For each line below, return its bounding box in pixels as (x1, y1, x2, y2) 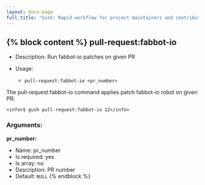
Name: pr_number (15, 147, 61, 154)
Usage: (15, 65, 34, 72)
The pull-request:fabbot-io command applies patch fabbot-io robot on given (6, 89, 198, 96)
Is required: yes (15, 153, 55, 160)
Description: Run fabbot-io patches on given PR (15, 53, 135, 61)
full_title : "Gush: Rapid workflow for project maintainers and (6, 15, 173, 21)
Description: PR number (15, 166, 76, 173)
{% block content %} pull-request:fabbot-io (6, 37, 177, 47)
